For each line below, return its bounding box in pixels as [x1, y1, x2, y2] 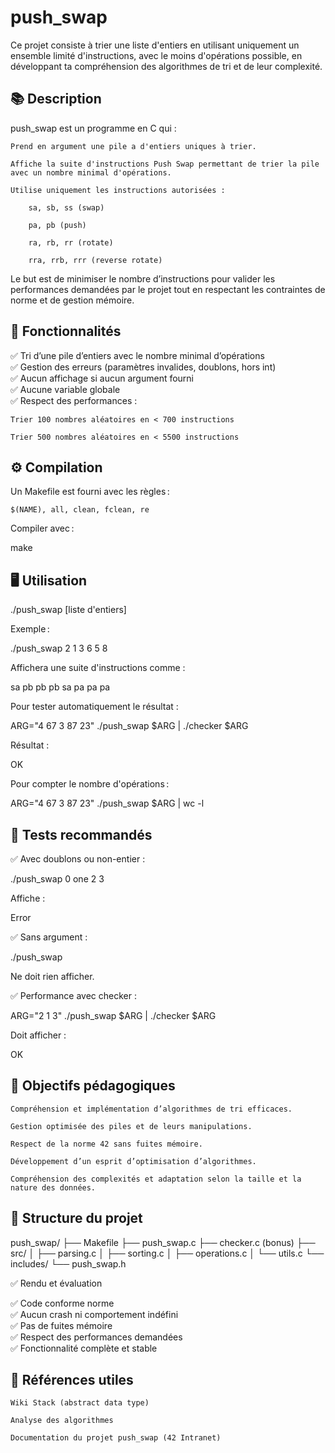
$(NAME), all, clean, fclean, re [10, 505, 150, 515]
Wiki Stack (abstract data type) [10, 1398, 150, 1408]
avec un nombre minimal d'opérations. [10, 167, 172, 178]
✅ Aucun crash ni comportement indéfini [10, 1308, 179, 1320]
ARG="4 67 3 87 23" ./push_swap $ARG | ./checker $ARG [10, 720, 249, 732]
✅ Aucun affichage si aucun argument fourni [10, 372, 195, 384]
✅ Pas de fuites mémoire [10, 1319, 113, 1331]
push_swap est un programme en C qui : [10, 122, 177, 134]
